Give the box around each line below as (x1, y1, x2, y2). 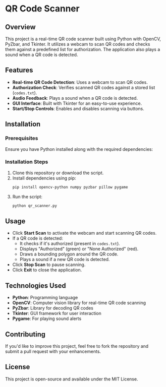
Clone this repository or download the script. (12, 170, 104, 176)
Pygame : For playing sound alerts (12, 316, 82, 322)
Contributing (5, 330, 46, 338)
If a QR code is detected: (12, 235, 63, 241)
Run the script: (12, 193, 43, 199)
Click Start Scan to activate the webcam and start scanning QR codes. (12, 230, 157, 236)
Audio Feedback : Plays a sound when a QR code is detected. (12, 95, 138, 101)
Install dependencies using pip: (12, 175, 76, 181)
